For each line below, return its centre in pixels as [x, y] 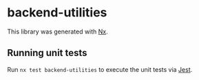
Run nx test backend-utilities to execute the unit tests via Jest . [100, 69]
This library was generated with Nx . [57, 31]
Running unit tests [47, 53]
